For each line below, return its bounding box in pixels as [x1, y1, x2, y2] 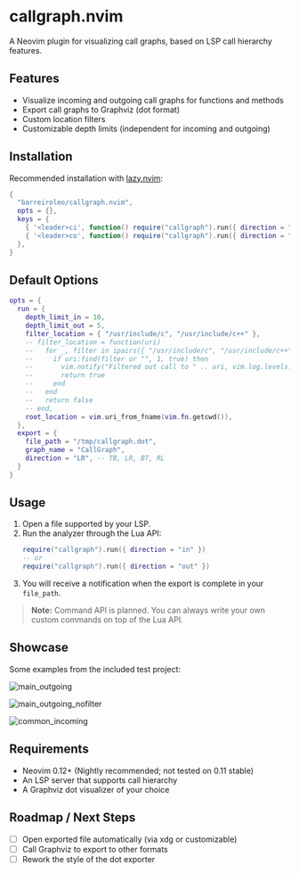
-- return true [25, 371, 105, 380]
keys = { [17, 215, 50, 224]
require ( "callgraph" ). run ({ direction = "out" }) [21, 562, 211, 572]
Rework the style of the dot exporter [21, 853, 156, 864]
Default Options [9, 272, 100, 287]
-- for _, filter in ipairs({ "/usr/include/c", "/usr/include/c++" [25, 346, 293, 355]
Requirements [9, 742, 89, 757]
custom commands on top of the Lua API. [30, 614, 184, 625]
